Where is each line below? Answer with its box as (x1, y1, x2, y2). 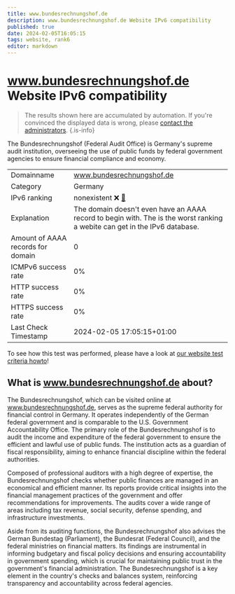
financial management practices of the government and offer (7, 491, 183, 499)
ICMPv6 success (10, 262, 66, 272)
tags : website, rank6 (7, 36, 71, 43)
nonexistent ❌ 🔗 (73, 193, 126, 202)
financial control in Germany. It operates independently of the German (7, 410, 209, 419)
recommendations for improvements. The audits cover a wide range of (7, 498, 211, 506)
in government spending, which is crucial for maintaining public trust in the (7, 556, 222, 565)
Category (10, 181, 42, 191)
